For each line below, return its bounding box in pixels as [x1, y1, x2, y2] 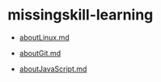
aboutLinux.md [19, 32, 70, 42]
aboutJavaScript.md [19, 63, 87, 74]
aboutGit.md [19, 48, 61, 58]
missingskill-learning [7, 6, 154, 24]
